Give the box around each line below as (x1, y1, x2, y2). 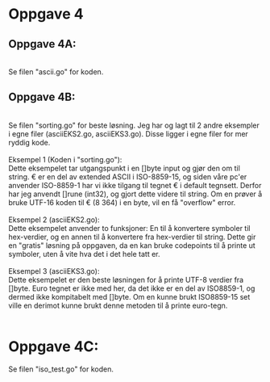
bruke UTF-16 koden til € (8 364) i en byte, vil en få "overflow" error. (8, 197, 236, 207)
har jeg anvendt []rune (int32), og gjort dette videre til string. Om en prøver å (8, 189, 263, 199)
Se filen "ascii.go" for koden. (8, 67, 104, 77)
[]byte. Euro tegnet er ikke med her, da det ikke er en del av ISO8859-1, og (8, 283, 255, 293)
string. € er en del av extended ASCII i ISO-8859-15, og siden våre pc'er (8, 171, 247, 182)
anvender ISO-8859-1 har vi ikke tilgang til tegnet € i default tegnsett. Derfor (8, 180, 262, 190)
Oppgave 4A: (8, 37, 77, 51)
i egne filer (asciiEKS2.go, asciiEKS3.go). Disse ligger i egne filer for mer (8, 128, 248, 138)
